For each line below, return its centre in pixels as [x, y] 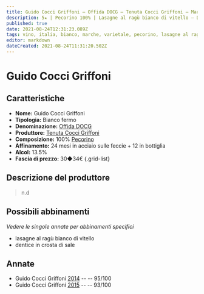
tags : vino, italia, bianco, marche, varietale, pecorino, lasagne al [97, 35]
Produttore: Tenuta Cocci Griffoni [57, 132]
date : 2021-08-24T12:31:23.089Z [47, 29]
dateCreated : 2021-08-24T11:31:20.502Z [57, 46]
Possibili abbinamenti [48, 212]
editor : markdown [28, 40]
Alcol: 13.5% [31, 152]
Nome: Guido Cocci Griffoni [50, 113]
